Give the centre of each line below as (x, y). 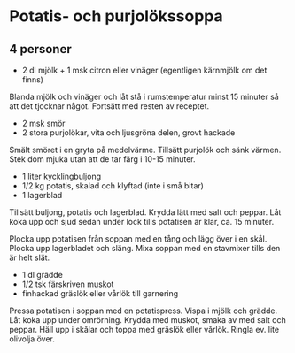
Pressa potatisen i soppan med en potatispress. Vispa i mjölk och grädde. (144, 311)
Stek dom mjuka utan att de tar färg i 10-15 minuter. (102, 159)
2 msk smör (43, 123)
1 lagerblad (42, 195)
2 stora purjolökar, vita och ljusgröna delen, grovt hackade (128, 133)
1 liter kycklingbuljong (62, 176)
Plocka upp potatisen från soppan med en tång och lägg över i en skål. (138, 239)
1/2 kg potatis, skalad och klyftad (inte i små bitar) (113, 186)
